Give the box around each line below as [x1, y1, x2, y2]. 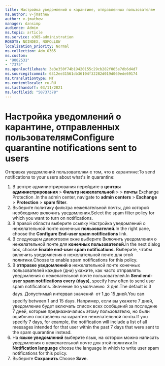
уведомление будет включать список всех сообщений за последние [12, 303, 158, 309]
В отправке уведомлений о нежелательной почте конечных [12, 262, 140, 268]
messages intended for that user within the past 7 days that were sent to [12, 324, 160, 330]
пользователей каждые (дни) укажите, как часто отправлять [12, 267, 141, 273]
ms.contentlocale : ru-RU [5, 80, 56, 85]
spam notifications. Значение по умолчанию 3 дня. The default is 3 [12, 284, 152, 290]
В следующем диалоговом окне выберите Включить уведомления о [12, 236, 157, 242]
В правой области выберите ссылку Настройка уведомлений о [12, 220, 146, 227]
